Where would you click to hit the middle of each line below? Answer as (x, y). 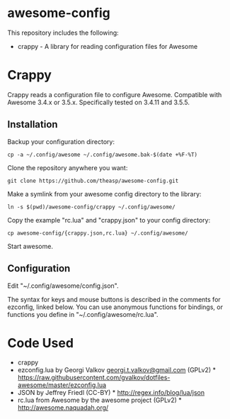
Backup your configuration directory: (61, 141)
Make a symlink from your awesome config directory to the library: (104, 194)
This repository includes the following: (63, 33)
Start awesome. (30, 246)
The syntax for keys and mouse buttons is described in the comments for (114, 299)
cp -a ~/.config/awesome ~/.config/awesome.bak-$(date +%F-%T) (103, 155)
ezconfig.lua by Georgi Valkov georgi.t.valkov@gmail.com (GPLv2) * (116, 370)
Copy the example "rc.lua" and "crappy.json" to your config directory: (109, 220)
